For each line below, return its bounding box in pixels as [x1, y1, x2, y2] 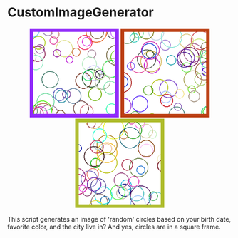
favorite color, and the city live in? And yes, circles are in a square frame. [7, 222, 221, 231]
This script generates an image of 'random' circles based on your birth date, [7, 214, 232, 223]
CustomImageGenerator [7, 4, 155, 21]
